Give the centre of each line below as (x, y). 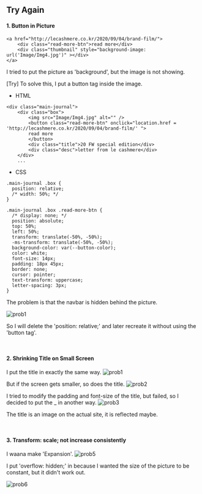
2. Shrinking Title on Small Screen (50, 358)
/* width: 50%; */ (36, 194)
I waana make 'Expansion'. (40, 454)
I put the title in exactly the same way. (54, 372)
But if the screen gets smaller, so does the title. (65, 384)
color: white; (30, 253)
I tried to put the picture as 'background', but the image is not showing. (96, 72)
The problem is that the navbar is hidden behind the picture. (82, 302)
